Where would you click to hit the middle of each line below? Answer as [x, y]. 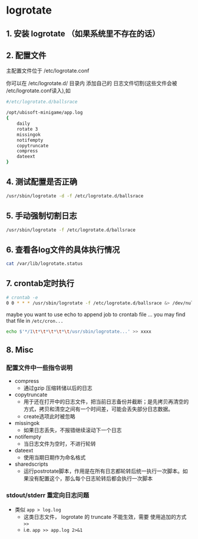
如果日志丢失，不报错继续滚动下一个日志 [72, 430]
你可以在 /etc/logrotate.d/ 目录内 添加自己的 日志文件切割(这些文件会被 [92, 83]
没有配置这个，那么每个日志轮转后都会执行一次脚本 [91, 479]
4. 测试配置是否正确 [42, 182]
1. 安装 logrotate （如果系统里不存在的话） [83, 33]
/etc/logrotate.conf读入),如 [38, 91]
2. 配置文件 [26, 55]
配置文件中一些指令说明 [39, 368]
